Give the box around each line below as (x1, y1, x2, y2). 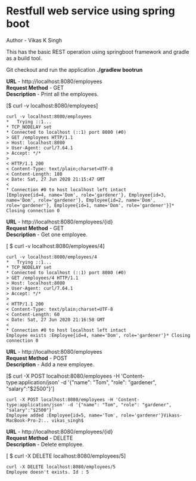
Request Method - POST (6, 354, 68, 361)
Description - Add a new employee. (6, 360, 95, 368)
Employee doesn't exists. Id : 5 (6, 469, 89, 475)
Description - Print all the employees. (6, 90, 99, 97)
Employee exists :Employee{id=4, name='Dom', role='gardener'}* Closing (6, 332, 191, 338)
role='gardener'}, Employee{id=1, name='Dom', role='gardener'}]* (6, 202, 175, 209)
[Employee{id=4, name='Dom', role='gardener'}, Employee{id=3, (6, 192, 167, 198)
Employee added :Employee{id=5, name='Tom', (6, 412, 119, 418)
